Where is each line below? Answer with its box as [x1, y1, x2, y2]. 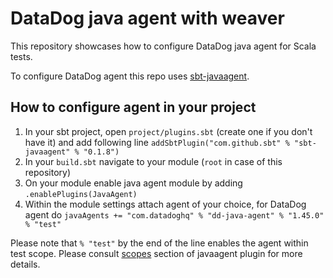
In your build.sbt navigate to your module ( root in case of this [24, 155, 283, 167]
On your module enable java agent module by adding [24, 177, 243, 189]
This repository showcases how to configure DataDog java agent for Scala [10, 40, 317, 52]
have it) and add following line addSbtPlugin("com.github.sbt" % [24, 136, 290, 148]
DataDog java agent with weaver [10, 7, 285, 30]
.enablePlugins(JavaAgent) [24, 189, 138, 199]
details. [10, 258, 41, 270]
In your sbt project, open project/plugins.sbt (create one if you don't [24, 125, 313, 137]
